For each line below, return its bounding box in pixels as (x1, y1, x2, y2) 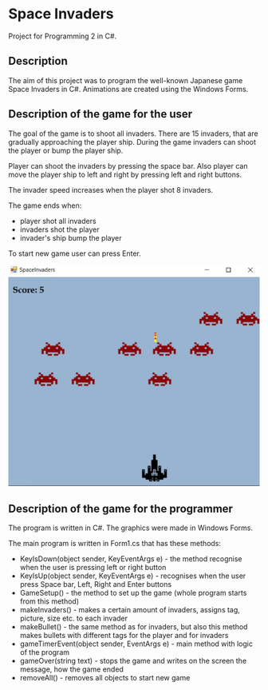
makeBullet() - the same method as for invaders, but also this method (19, 621, 248, 632)
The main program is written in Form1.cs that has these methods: (8, 538, 222, 548)
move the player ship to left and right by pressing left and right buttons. (8, 170, 242, 179)
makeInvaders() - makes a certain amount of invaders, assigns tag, (19, 604, 241, 614)
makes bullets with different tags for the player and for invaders (19, 630, 229, 640)
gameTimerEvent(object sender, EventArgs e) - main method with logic (19, 639, 254, 648)
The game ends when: (8, 201, 82, 210)
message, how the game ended (19, 664, 124, 674)
